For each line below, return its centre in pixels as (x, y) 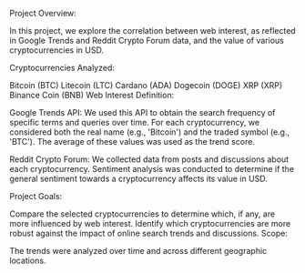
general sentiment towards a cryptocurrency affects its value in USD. (139, 178)
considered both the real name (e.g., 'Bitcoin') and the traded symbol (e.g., (150, 132)
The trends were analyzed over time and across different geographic (138, 251)
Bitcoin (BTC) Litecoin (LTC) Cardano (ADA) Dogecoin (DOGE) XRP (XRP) (146, 85)
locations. (28, 260)
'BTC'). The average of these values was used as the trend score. (132, 142)
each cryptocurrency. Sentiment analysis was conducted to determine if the (152, 169)
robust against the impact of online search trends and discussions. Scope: (149, 233)
